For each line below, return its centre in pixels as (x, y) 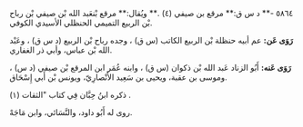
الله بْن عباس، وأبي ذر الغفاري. (61, 50)
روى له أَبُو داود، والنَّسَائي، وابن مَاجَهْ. (71, 112)
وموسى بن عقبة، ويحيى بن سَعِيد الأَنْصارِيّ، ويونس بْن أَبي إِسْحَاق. (118, 77)
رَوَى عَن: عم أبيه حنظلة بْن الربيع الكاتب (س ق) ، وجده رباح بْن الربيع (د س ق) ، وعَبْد (151, 40)
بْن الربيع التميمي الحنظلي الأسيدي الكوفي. (81, 23)
